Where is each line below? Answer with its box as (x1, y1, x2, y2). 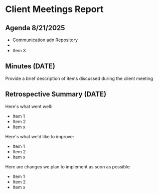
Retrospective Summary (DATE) (5, 90, 107, 99)
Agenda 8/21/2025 (5, 24, 65, 32)
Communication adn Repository (12, 37, 78, 43)
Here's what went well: (5, 103, 53, 109)
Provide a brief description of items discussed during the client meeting (5, 75, 153, 81)
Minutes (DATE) (5, 62, 55, 71)
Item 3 (12, 48, 26, 53)
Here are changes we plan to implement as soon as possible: (5, 163, 131, 169)
